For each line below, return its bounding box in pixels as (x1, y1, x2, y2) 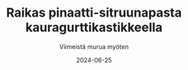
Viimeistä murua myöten (59, 42, 129, 51)
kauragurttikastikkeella (25, 19, 163, 35)
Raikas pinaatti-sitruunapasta (6, 5, 182, 21)
